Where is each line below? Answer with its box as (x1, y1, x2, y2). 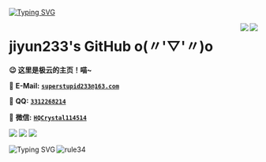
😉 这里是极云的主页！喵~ (9, 65, 92, 74)
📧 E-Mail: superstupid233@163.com (9, 81, 120, 90)
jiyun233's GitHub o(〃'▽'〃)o (9, 38, 214, 55)
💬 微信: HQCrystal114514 (9, 112, 88, 122)
